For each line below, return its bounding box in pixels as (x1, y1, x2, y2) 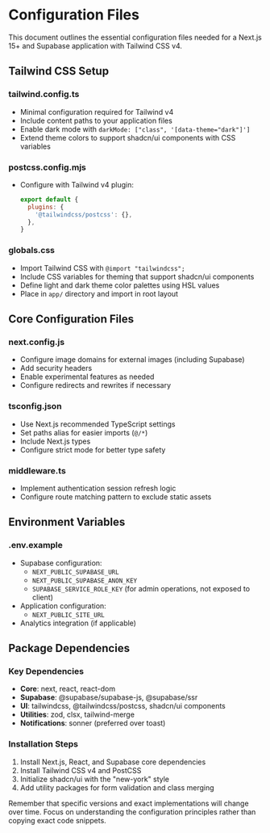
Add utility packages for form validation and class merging (19, 782, 215, 793)
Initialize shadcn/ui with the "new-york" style (19, 774, 170, 784)
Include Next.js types (19, 436, 91, 446)
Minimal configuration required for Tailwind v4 (19, 107, 174, 116)
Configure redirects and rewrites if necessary (19, 381, 172, 390)
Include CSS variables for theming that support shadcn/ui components (19, 271, 255, 281)
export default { (19, 196, 79, 204)
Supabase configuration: (19, 557, 102, 567)
